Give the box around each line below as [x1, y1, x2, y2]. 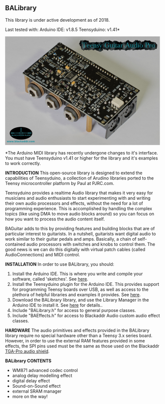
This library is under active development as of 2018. [5, 17, 110, 23]
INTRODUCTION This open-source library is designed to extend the [5, 170, 142, 176]
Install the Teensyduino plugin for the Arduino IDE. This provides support [12, 281, 160, 287]
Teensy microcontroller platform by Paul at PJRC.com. [5, 180, 114, 186]
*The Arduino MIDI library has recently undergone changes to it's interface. [5, 150, 158, 155]
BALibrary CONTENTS [5, 358, 52, 364]
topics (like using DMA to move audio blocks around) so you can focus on [5, 211, 155, 217]
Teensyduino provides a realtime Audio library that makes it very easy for [5, 189, 153, 196]
